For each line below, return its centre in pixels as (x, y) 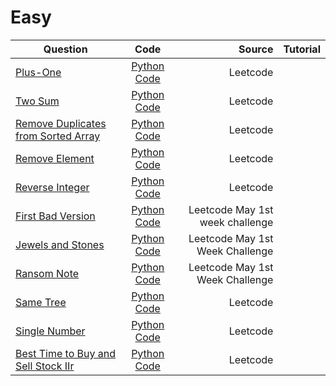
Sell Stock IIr (45, 366)
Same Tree (41, 302)
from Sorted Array (58, 136)
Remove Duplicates (61, 123)
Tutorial (302, 49)
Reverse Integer (52, 187)
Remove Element (55, 158)
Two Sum (37, 101)
